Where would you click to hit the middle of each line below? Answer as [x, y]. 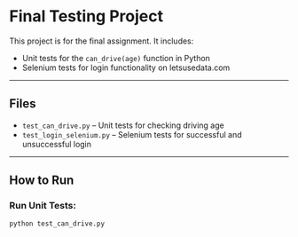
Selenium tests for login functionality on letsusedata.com [126, 67]
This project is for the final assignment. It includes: [102, 41]
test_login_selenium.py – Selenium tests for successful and [132, 134]
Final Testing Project [86, 16]
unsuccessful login [56, 144]
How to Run [42, 181]
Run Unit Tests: [43, 206]
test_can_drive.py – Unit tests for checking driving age [123, 125]
